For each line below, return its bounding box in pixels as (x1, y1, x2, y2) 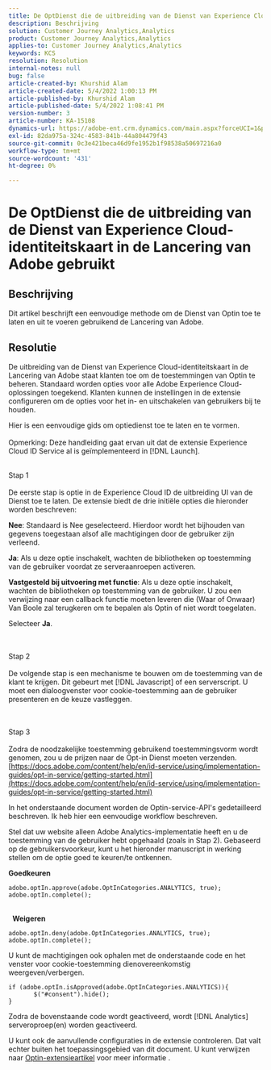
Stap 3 (8, 727, 31, 737)
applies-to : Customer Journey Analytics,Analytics (8, 42, 182, 50)
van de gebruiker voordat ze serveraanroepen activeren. (8, 562, 196, 571)
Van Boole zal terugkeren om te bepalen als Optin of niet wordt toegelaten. (8, 603, 256, 612)
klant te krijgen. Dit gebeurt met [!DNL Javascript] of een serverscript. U (8, 677, 248, 687)
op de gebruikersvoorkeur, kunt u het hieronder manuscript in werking (8, 844, 242, 854)
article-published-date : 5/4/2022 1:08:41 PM (8, 102, 164, 110)
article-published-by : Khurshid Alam (8, 94, 135, 102)
